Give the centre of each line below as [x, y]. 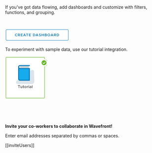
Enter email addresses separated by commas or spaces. [62, 136]
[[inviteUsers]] [20, 145]
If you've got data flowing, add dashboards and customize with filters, [76, 7]
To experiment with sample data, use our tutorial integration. [66, 49]
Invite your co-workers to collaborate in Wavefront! [59, 126]
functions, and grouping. [30, 12]
